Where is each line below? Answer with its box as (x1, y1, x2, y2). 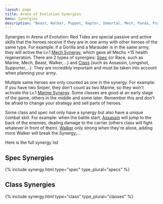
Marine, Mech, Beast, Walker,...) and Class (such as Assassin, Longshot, (5, 60, 149, 66)
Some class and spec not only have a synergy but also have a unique (5, 110, 143, 116)
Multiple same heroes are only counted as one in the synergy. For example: (5, 80, 155, 85)
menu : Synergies (5, 16, 38, 21)
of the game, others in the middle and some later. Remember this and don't (5, 95, 155, 101)
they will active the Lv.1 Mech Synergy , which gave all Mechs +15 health (5, 50, 148, 55)
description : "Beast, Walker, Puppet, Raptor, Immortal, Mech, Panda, (5, 20, 151, 26)
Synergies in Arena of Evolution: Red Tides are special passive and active (5, 34, 152, 40)
